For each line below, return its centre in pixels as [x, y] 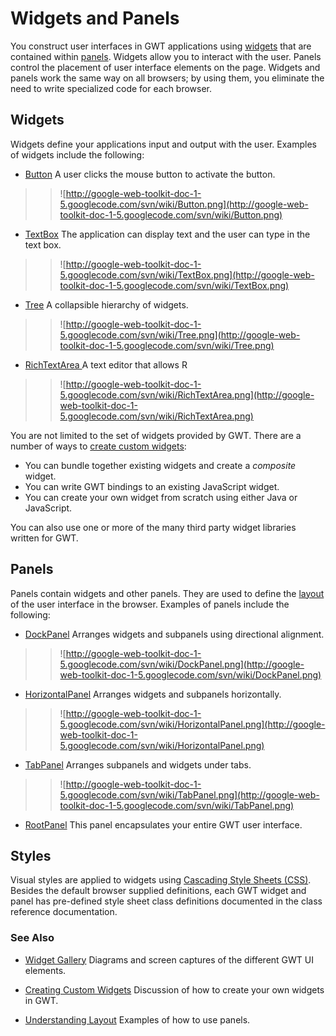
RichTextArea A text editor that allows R [106, 364]
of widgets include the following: [77, 154]
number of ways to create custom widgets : [98, 446]
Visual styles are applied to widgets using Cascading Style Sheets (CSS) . [161, 880]
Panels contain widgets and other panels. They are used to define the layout [167, 593]
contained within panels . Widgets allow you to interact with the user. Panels [166, 56]
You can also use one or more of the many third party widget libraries [153, 527]
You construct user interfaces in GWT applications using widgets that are [161, 46]
